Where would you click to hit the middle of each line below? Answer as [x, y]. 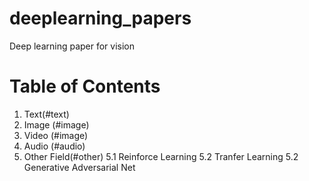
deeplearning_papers [100, 18]
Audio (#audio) [54, 146]
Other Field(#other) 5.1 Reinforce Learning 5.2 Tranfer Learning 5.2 [161, 156]
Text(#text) [46, 114]
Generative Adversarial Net [79, 167]
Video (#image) [56, 135]
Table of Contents [85, 86]
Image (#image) [56, 124]
